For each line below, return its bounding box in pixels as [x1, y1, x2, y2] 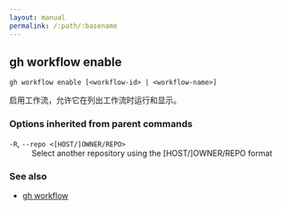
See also [9, 170, 47, 182]
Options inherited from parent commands [9, 118, 194, 130]
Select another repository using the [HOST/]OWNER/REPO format [31, 147, 273, 158]
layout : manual [9, 13, 66, 22]
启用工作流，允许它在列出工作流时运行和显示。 [9, 95, 181, 105]
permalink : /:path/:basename [9, 21, 118, 30]
